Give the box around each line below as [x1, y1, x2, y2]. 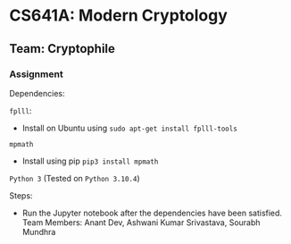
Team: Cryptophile [9, 41, 116, 56]
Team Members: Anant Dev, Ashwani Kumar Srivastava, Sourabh [21, 216, 261, 228]
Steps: [9, 189, 33, 201]
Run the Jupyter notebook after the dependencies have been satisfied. [21, 207, 283, 218]
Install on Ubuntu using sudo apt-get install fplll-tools [21, 122, 238, 133]
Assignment [9, 68, 64, 80]
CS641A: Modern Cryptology [9, 5, 228, 26]
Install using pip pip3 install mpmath [21, 156, 159, 166]
